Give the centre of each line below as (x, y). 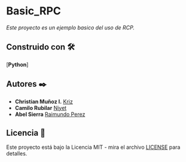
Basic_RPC (34, 11)
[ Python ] (17, 65)
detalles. (17, 154)
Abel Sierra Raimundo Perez (50, 114)
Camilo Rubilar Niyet (41, 108)
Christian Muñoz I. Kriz (44, 101)
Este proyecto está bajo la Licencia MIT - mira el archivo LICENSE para (93, 147)
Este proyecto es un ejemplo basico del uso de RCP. (70, 27)
